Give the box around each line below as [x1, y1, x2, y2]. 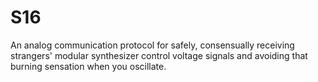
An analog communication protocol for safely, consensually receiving [10, 39, 295, 51]
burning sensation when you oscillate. [10, 60, 167, 72]
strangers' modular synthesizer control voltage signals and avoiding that [10, 49, 308, 61]
